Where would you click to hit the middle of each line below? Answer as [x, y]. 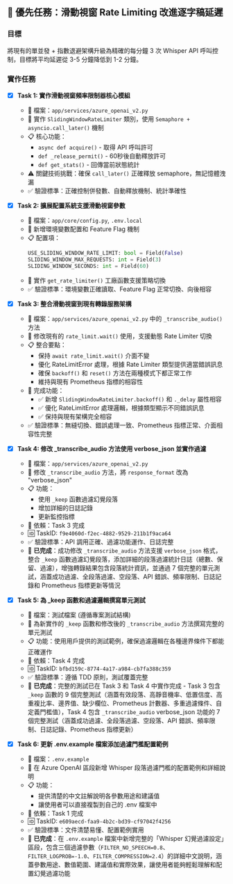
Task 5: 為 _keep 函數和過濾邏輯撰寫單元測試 [81, 600]
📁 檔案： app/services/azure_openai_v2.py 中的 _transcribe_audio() [125, 318]
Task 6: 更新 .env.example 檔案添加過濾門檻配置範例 [93, 744]
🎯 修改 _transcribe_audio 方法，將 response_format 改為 [108, 472]
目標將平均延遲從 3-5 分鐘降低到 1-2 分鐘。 [81, 59]
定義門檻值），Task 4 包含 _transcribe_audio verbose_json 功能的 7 [124, 711]
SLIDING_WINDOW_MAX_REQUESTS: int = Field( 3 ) [94, 260]
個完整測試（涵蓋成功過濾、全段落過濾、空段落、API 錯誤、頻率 [118, 720]
